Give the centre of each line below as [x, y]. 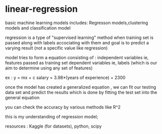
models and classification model [38, 28]
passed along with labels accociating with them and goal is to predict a [77, 42]
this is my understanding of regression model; [52, 116]
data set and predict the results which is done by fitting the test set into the [81, 92]
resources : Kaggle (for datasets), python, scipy [53, 126]
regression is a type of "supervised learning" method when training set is [79, 37]
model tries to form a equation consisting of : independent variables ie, [77, 57]
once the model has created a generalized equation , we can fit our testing [81, 87]
